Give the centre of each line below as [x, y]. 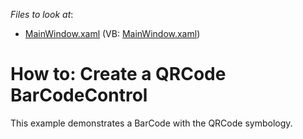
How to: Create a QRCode [118, 74]
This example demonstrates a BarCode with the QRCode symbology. [151, 123]
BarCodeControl [79, 95]
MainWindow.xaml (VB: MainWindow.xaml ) [112, 33]
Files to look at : [42, 14]
